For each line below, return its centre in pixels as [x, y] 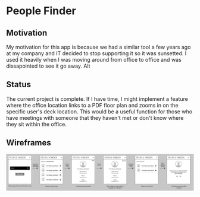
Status [19, 85]
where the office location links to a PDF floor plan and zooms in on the [92, 105]
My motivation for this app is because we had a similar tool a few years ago [99, 47]
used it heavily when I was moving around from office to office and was [94, 60]
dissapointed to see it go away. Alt [48, 66]
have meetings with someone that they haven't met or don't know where [95, 117]
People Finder [41, 11]
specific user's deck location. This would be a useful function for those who [99, 112]
